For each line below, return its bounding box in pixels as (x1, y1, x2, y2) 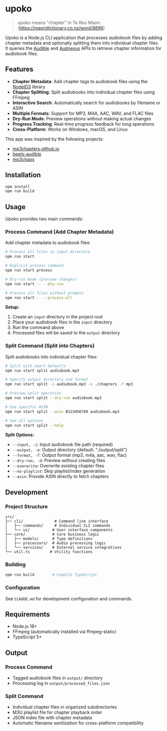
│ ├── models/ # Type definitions (5, 536, 93, 541)
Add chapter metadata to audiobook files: (5, 240, 91, 246)
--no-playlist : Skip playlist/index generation (12, 468, 105, 474)
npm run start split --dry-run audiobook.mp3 (5, 396, 101, 401)
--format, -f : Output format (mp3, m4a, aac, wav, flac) (12, 452, 127, 458)
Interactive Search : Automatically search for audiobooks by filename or (12, 100, 161, 106)
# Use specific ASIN (5, 404, 48, 410)
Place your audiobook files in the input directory (12, 319, 112, 325)
